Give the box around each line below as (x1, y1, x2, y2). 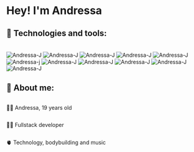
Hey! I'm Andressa (6, 4, 102, 18)
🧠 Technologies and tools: (6, 28, 107, 38)
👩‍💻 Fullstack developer (6, 121, 64, 129)
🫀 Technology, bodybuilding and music (6, 139, 106, 147)
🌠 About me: (6, 82, 54, 93)
